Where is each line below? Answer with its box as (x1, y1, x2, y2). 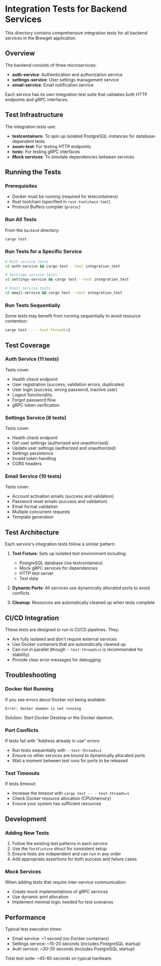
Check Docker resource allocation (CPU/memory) (12, 795, 112, 801)
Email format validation (12, 503, 58, 510)
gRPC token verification (12, 402, 60, 408)
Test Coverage (5, 341, 50, 349)
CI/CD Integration (5, 614, 59, 622)
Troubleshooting (5, 671, 57, 679)
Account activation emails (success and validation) (12, 493, 114, 499)
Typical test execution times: (5, 926, 62, 932)
